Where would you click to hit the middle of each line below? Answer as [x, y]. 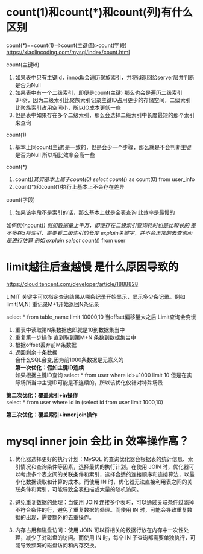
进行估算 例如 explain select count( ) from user [68, 240]
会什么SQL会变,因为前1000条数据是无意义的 [69, 360]
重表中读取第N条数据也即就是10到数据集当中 [70, 330]
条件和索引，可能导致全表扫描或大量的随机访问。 [81, 489]
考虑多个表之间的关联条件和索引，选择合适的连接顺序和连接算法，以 [105, 474]
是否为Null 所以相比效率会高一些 [55, 154]
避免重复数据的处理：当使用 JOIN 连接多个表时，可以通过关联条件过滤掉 [105, 502]
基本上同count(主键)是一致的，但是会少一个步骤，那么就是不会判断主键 [103, 147]
